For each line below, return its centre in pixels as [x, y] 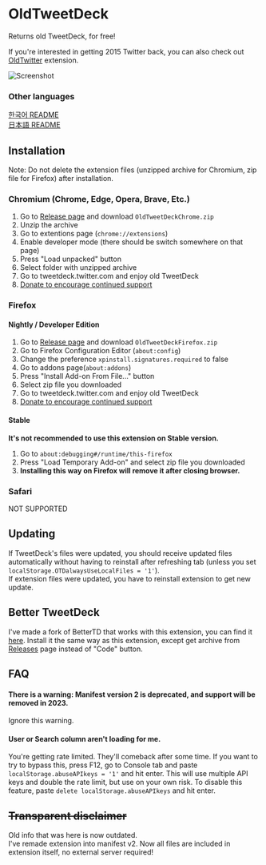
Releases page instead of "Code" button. [76, 649]
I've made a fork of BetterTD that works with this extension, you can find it [131, 632]
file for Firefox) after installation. [61, 179]
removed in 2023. [38, 702]
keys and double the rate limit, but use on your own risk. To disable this [125, 783]
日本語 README [35, 125]
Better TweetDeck [54, 612]
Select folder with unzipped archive [78, 268]
